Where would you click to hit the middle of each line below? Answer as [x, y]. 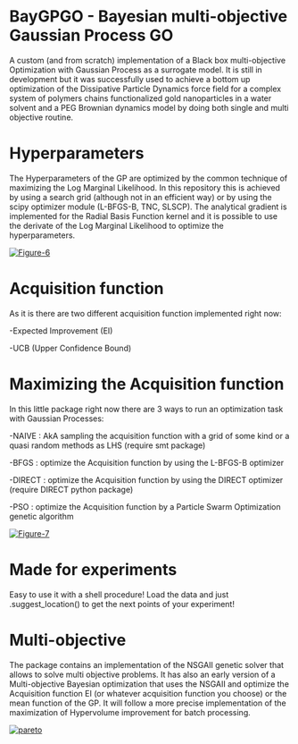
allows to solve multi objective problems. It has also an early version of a [142, 674]
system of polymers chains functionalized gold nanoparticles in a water [141, 98]
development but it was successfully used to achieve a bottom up [130, 79]
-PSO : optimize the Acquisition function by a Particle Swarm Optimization [145, 506]
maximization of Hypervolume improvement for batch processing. [130, 712]
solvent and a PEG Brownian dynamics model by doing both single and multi [149, 107]
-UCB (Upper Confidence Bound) [70, 348]
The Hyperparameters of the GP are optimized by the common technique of [149, 178]
